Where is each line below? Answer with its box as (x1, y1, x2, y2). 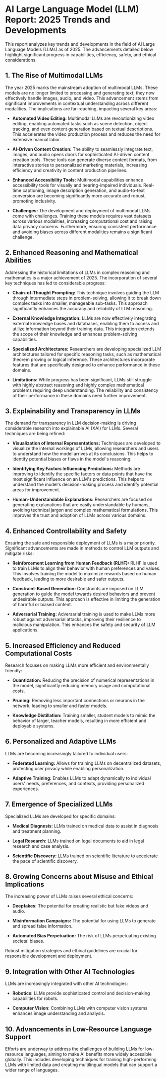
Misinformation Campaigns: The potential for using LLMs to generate (12, 918, 156, 924)
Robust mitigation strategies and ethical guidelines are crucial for (5, 948, 138, 954)
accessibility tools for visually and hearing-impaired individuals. (12, 182, 143, 188)
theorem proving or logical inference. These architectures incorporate (12, 357, 155, 362)
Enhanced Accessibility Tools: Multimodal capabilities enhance (12, 177, 144, 182)
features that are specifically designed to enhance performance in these (12, 361, 160, 367)
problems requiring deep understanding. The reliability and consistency (12, 387, 159, 393)
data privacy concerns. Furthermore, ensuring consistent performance (12, 223, 157, 229)
